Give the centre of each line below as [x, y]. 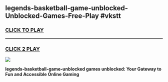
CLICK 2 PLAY [22, 49]
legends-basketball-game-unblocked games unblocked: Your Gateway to [83, 69]
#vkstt [111, 16]
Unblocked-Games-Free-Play [52, 16]
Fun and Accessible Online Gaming [42, 74]
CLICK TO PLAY [24, 30]
